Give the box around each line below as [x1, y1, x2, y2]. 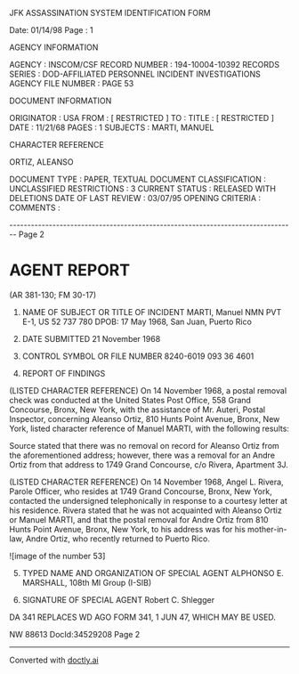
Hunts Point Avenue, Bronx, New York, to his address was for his [9, 524, 246, 534]
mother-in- [247, 524, 287, 534]
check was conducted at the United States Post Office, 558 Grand [9, 394, 252, 405]
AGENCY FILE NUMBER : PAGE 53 [9, 78, 134, 88]
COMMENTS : [9, 202, 61, 213]
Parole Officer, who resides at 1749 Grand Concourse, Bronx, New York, [9, 485, 273, 497]
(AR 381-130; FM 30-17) [9, 289, 96, 300]
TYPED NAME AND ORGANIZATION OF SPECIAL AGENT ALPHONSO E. [21, 567, 285, 578]
